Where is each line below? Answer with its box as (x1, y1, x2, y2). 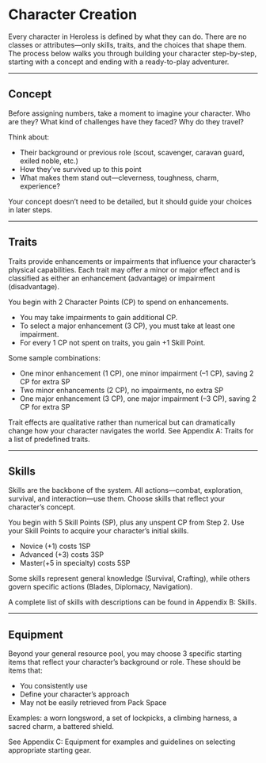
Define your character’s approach (19, 689, 130, 699)
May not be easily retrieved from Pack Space (19, 698, 167, 708)
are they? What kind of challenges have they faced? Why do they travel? (8, 116, 244, 126)
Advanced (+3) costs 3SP (19, 550, 104, 559)
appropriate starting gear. (8, 746, 92, 755)
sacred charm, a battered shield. (8, 722, 115, 731)
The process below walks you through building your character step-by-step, (8, 48, 257, 58)
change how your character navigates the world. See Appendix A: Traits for (8, 425, 254, 435)
